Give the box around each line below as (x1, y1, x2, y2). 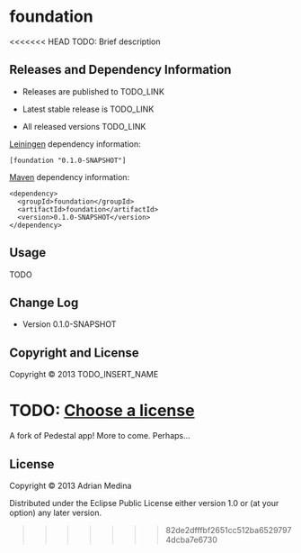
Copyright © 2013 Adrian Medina (9, 480, 132, 491)
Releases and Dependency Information (9, 62, 232, 77)
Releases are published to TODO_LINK (22, 86, 164, 96)
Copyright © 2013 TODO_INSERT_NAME (9, 369, 159, 380)
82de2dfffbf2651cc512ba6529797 (165, 524, 292, 535)
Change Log (9, 295, 79, 310)
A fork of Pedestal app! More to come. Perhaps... (9, 431, 190, 441)
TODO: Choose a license (9, 401, 195, 421)
